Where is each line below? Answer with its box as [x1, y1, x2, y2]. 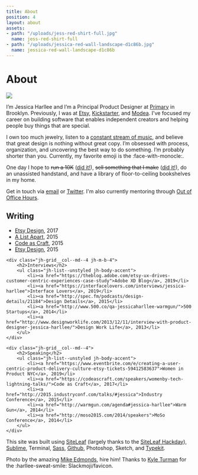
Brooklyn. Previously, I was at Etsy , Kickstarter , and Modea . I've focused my [6, 109, 191, 116]
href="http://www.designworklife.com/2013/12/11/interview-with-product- [6, 319, 192, 325]
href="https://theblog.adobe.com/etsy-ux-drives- [46, 272, 170, 278]
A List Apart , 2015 [14, 233, 59, 240]
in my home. [6, 176, 37, 183]
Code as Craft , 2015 [14, 239, 64, 246]
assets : [6, 25, 25, 31]
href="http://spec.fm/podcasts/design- [46, 293, 144, 299]
